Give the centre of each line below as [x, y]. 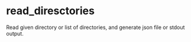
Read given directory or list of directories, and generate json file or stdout [96, 27]
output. [15, 33]
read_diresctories [50, 11]
